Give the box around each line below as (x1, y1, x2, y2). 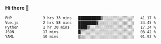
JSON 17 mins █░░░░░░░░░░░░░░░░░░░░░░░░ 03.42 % (5, 29, 156, 34)
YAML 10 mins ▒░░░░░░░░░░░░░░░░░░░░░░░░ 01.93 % (5, 34, 156, 39)
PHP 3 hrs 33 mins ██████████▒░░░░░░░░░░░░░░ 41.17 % (5, 16, 156, 21)
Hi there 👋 (5, 4, 30, 11)
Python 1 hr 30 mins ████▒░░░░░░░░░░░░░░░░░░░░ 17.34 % (5, 25, 156, 30)
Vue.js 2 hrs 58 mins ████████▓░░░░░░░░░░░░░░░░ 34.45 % (5, 20, 156, 25)
